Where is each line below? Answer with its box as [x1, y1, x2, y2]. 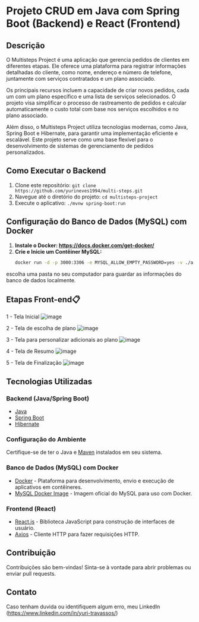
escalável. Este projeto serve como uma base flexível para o [6, 136, 153, 143]
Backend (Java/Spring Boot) [6, 394, 90, 402]
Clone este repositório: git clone [14, 181, 96, 188]
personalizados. [6, 149, 46, 156]
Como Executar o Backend [6, 166, 106, 176]
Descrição [6, 40, 45, 50]
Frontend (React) [6, 504, 56, 513]
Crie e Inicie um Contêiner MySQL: [14, 248, 102, 255]
